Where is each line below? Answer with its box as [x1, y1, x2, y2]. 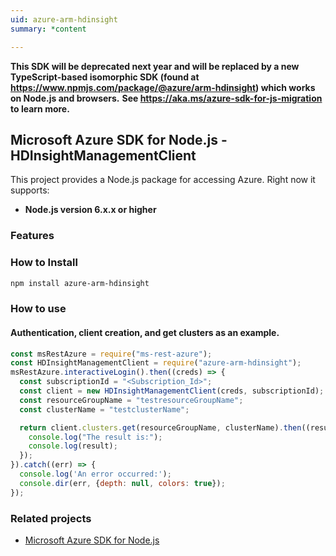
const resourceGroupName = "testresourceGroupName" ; [19, 395, 244, 405]
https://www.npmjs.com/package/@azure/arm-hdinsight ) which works [10, 81, 316, 93]
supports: [10, 184, 50, 196]
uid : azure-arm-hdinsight [10, 14, 118, 25]
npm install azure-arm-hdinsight [10, 278, 150, 288]
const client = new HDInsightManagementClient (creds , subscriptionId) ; [19, 386, 325, 396]
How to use [10, 302, 67, 316]
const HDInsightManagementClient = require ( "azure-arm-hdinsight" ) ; [10, 358, 302, 368]
